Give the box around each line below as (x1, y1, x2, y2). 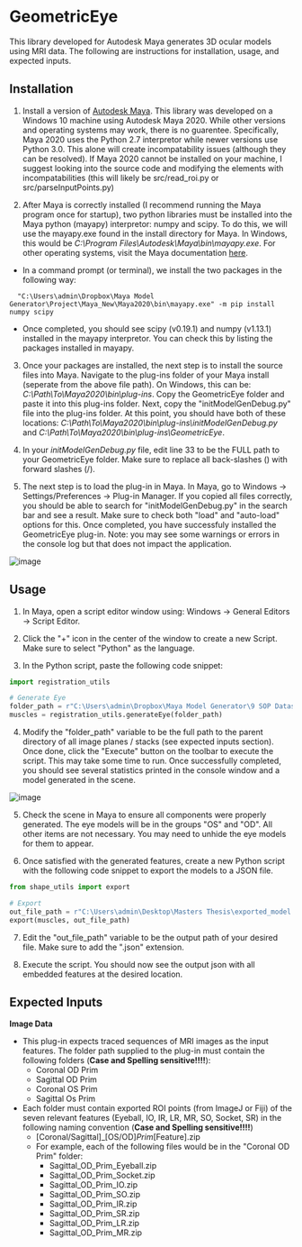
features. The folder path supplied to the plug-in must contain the (22, 1045, 265, 1056)
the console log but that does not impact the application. (22, 538, 232, 549)
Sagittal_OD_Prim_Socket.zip (49, 1170, 155, 1181)
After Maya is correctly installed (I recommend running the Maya (22, 199, 262, 210)
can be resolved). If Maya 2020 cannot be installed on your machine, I (22, 153, 283, 164)
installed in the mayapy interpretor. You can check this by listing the (22, 332, 273, 343)
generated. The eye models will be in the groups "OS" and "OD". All (22, 819, 272, 830)
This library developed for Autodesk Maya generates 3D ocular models (9, 36, 272, 47)
